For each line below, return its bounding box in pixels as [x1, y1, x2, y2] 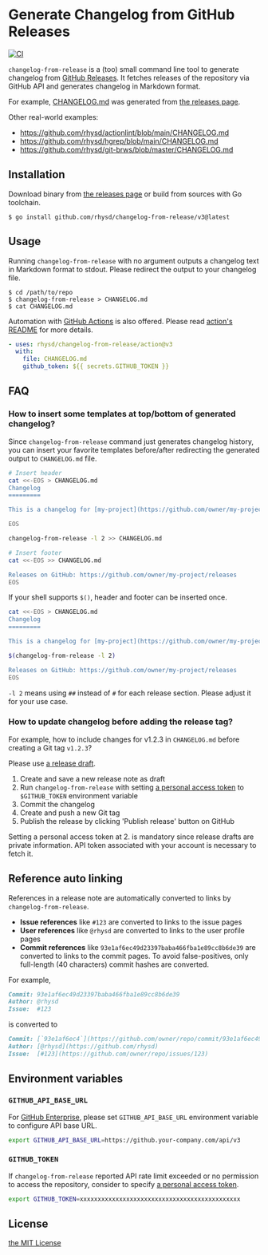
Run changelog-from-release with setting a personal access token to [19, 782, 245, 792]
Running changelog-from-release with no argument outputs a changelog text [8, 255, 259, 265]
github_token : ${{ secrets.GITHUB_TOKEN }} [22, 362, 170, 370]
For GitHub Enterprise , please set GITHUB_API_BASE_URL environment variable [8, 1112, 259, 1122]
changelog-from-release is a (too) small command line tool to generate [8, 64, 239, 73]
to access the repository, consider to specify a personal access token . [8, 1179, 239, 1189]
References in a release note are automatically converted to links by [8, 893, 231, 903]
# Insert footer [8, 548, 62, 556]
